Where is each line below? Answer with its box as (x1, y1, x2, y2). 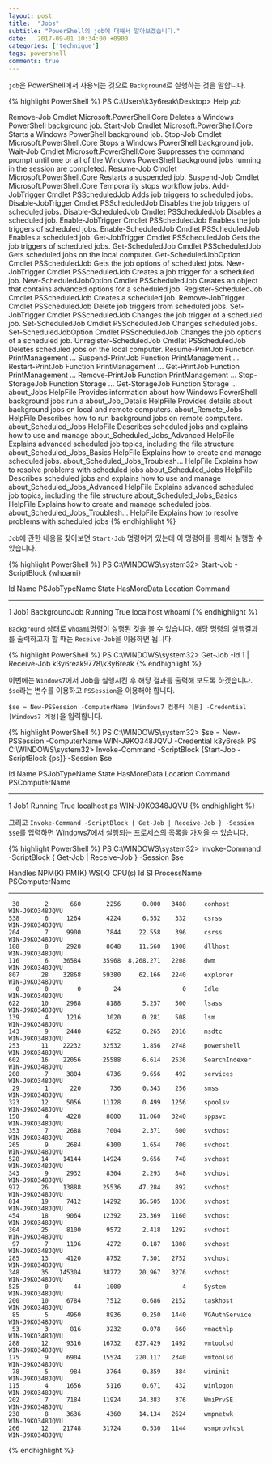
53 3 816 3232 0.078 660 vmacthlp (11, 1325, 233, 1333)
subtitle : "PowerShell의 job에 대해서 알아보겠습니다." (8, 27, 181, 35)
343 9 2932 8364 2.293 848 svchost (8, 1169, 230, 1177)
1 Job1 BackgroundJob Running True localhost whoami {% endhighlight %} (8, 606, 258, 616)
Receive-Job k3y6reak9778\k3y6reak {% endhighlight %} (8, 658, 202, 668)
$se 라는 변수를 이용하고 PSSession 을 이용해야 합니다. (8, 685, 176, 695)
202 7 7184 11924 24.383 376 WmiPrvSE (8, 1396, 233, 1404)
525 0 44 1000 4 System (8, 1282, 227, 1291)
